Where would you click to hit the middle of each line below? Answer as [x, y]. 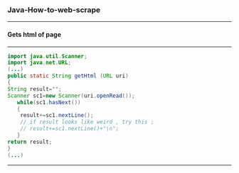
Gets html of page [34, 34]
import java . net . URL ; [39, 63]
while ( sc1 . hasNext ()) [49, 102]
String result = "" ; [34, 89]
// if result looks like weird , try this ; [87, 122]
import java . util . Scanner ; [47, 56]
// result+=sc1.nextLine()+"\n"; [70, 129]
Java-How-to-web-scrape [54, 10]
